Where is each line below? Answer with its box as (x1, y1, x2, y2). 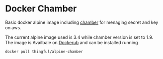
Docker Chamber (5, 3, 77, 14)
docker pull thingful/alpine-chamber (5, 49, 83, 54)
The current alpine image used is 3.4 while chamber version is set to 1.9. (5, 34, 154, 40)
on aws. (5, 24, 21, 30)
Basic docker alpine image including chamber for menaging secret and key (5, 19, 159, 25)
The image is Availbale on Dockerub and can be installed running (5, 39, 138, 45)
